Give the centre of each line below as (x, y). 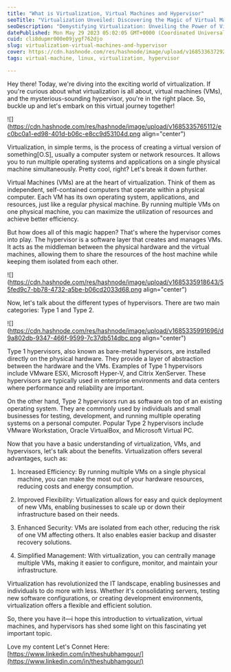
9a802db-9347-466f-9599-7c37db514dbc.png (74, 338)
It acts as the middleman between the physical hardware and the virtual (108, 247)
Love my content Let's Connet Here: (58, 647)
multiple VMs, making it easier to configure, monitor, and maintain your (117, 563)
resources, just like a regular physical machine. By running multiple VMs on (113, 204)
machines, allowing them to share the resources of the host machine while (112, 254)
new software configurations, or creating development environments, (105, 598)
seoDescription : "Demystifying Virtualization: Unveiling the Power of (112, 26)
